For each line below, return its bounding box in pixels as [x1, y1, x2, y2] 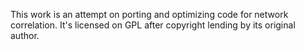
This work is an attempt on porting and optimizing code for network [10, 9, 289, 20]
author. [10, 30, 40, 41]
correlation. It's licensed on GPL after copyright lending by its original [10, 19, 296, 31]
